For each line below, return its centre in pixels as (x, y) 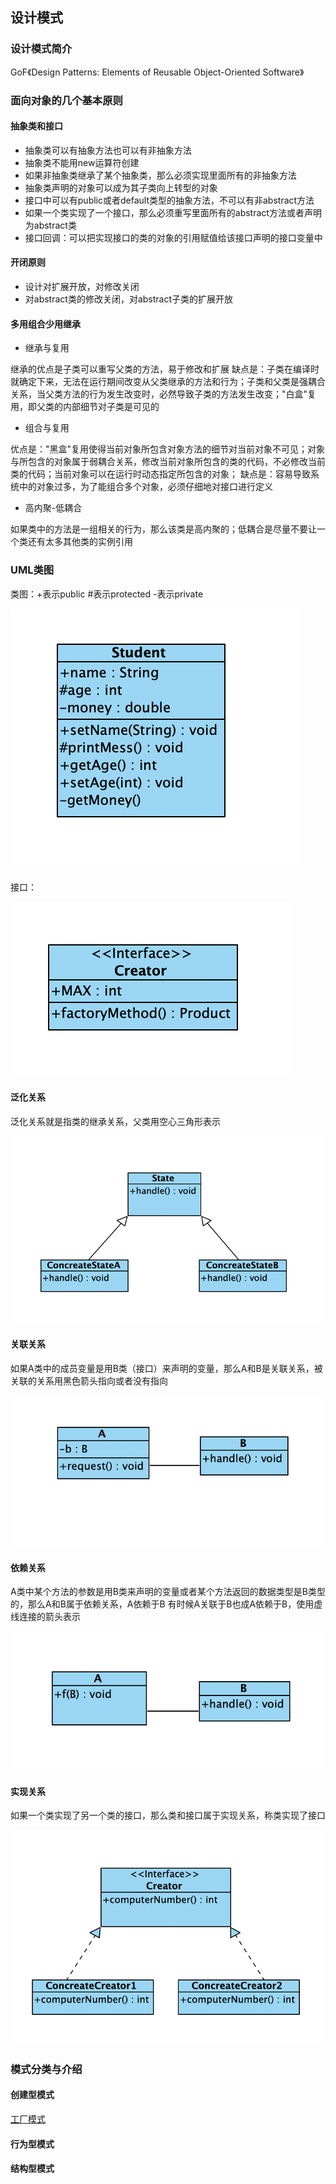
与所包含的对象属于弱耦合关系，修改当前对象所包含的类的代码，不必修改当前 (168, 462)
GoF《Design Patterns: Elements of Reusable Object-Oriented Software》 (157, 72)
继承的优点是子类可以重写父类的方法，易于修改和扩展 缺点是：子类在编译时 (165, 369)
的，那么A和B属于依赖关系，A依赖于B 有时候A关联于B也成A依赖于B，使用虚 (166, 1604)
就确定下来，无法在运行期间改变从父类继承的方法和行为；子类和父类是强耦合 (168, 382)
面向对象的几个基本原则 (66, 100)
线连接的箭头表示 (45, 1617)
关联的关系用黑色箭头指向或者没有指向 (89, 1381)
